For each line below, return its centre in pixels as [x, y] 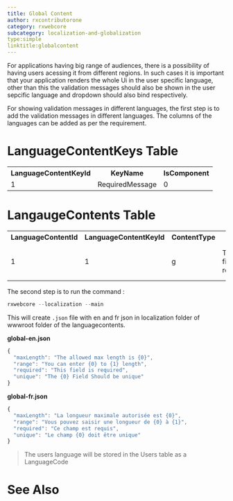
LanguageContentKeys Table [93, 151]
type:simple [24, 39]
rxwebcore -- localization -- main [55, 304]
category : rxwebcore [37, 26]
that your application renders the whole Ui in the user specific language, [110, 80]
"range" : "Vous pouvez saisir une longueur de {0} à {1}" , [101, 422]
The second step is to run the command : [66, 291]
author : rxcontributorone [44, 20]
